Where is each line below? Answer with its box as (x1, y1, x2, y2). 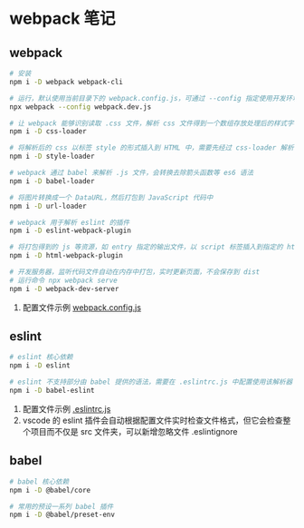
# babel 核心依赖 (9, 477, 70, 486)
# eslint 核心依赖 (9, 353, 73, 362)
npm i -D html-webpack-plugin (9, 251, 124, 260)
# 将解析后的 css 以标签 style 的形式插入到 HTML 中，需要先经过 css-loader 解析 (9, 143, 294, 152)
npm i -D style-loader (9, 152, 95, 161)
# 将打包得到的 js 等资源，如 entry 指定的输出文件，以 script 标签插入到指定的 (9, 242, 283, 252)
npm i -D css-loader (9, 127, 88, 136)
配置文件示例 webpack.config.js (22, 301, 142, 313)
